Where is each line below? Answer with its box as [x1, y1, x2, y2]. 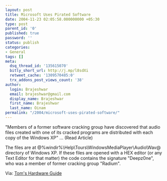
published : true [5, 31, 39, 36]
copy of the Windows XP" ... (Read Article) [5, 134, 93, 141]
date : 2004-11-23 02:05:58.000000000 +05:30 [5, 17, 100, 22]
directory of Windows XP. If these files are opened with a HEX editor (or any [5, 149, 162, 156]
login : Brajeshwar [10, 86, 49, 92]
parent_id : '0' [5, 26, 37, 31]
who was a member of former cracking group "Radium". [5, 160, 121, 166]
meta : [5, 59, 17, 64]
